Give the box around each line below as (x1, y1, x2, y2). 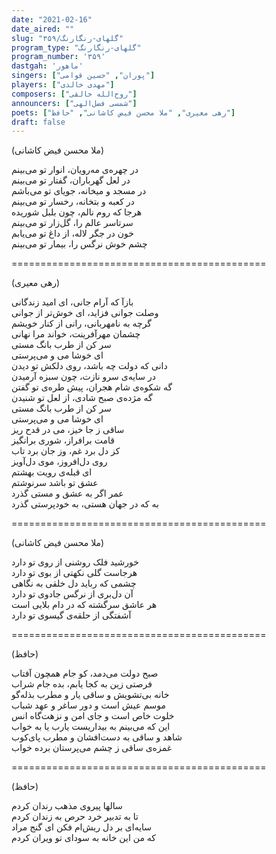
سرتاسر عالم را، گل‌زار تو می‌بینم (11, 217, 134, 229)
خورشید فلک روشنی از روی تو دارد (11, 556, 139, 568)
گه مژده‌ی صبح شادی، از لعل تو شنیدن (11, 392, 153, 404)
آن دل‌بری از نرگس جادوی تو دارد (11, 588, 134, 600)
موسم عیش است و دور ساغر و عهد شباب (11, 699, 166, 711)
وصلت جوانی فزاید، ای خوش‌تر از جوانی (11, 307, 159, 319)
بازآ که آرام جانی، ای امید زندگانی (11, 296, 134, 308)
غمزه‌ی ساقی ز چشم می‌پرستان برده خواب (11, 742, 173, 754)
